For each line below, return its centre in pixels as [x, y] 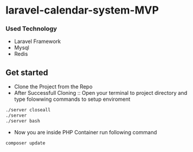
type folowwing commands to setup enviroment [72, 99]
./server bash [23, 121]
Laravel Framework [37, 41]
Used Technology [31, 29]
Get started [27, 72]
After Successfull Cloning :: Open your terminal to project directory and [101, 93]
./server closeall [28, 110]
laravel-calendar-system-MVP [82, 10]
